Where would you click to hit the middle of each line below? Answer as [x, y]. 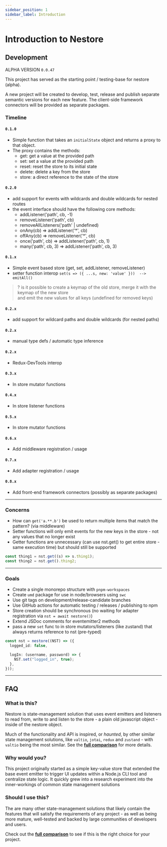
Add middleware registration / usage [50, 449]
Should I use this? [27, 798]
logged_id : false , [29, 646]
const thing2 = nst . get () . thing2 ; [41, 561]
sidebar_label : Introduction [35, 14]
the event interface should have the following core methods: [74, 209]
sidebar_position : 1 [27, 10]
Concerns [17, 510]
